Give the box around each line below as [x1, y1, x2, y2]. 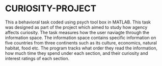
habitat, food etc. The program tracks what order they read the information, [5, 45, 158, 51]
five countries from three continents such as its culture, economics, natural [5, 40, 157, 45]
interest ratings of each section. [5, 55, 70, 61]
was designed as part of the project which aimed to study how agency [5, 24, 148, 30]
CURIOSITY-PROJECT [5, 3, 97, 14]
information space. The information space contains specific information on [5, 35, 156, 41]
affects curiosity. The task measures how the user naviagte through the [5, 29, 150, 35]
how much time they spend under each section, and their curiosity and [5, 50, 148, 56]
